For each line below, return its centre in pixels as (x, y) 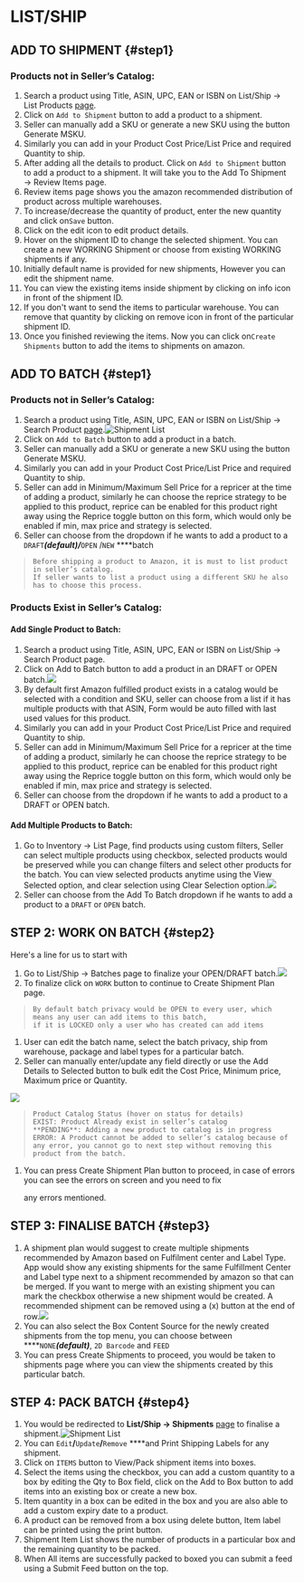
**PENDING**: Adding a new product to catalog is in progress (152, 1129)
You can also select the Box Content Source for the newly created (146, 1326)
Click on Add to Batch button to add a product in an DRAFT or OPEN (150, 668)
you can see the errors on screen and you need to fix (123, 1180)
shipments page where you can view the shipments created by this (148, 1364)
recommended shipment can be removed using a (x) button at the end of (159, 1305)
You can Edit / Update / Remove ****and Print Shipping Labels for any (146, 1444)
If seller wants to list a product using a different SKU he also (160, 577)
